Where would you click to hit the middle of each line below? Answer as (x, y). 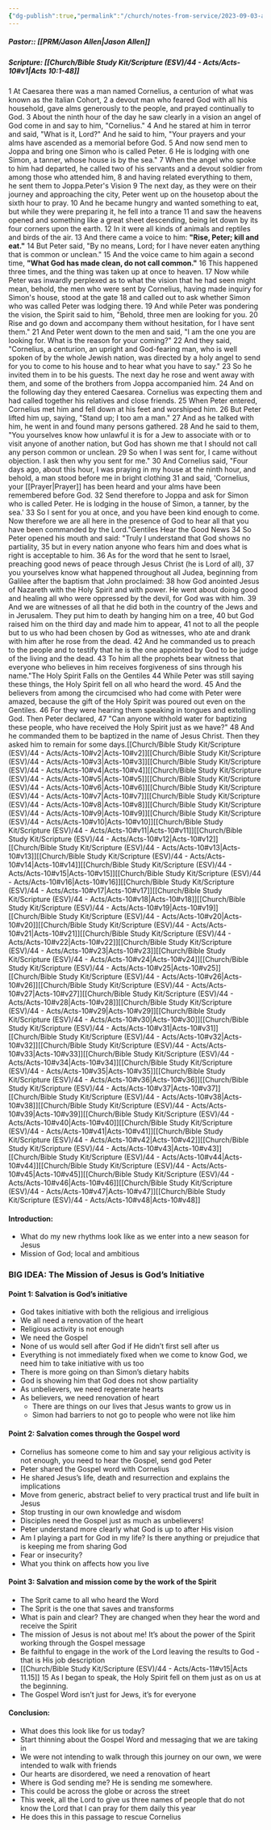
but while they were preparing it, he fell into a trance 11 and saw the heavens (135, 211)
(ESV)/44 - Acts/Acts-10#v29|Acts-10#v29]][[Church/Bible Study (117, 1010)
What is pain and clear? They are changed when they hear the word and (140, 1617)
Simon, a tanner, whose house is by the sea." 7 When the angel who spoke (132, 159)
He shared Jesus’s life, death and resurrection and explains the (125, 1477)
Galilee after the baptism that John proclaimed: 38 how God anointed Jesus (134, 581)
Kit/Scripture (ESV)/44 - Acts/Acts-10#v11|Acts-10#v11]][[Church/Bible (125, 830)
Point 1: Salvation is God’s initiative (68, 1294)
